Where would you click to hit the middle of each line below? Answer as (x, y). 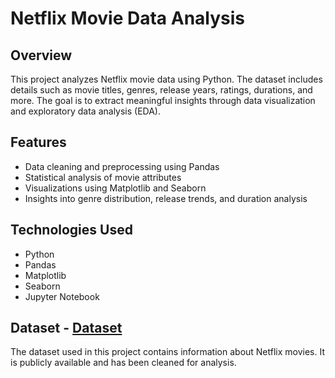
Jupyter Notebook (62, 296)
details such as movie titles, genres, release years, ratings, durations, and (161, 90)
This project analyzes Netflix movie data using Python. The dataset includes (166, 79)
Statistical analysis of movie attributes (103, 177)
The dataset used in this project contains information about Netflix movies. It (168, 352)
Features (38, 142)
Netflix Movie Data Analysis (128, 18)
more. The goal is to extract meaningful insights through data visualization (163, 100)
